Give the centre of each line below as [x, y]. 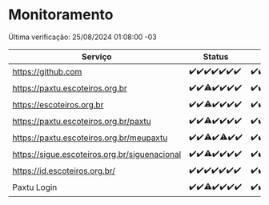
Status [216, 56]
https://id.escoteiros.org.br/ [64, 171]
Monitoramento [61, 15]
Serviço [96, 56]
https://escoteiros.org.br [58, 105]
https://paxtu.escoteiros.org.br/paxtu [82, 122]
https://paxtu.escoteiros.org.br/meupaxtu [90, 138]
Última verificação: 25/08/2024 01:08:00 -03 [83, 37]
